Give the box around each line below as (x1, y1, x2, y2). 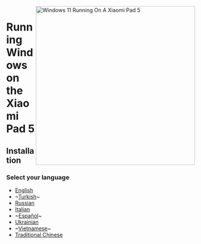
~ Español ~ (14, 212, 42, 219)
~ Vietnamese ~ (14, 224, 51, 232)
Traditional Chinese (14, 231, 63, 238)
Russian (14, 199, 35, 206)
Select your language (6, 173, 70, 181)
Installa (6, 146, 35, 156)
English (14, 187, 33, 194)
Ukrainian (14, 218, 39, 225)
